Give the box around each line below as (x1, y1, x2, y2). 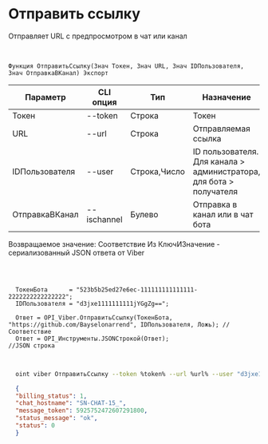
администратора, (192, 165, 261, 176)
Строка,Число (130, 165, 186, 176)
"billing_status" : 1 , (15, 392, 88, 400)
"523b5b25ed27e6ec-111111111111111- (76, 285, 198, 294)
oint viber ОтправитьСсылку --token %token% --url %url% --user (15, 370, 234, 378)
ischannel (86, 213, 123, 224)
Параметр (25, 91, 66, 102)
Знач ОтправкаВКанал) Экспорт (8, 69, 109, 77)
